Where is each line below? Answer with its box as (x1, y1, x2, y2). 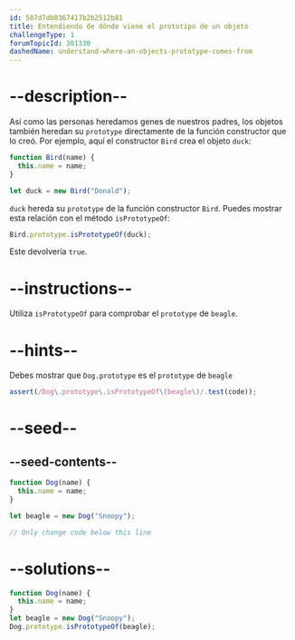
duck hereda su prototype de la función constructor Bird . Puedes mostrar (9, 202, 282, 213)
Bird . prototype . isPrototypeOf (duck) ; (9, 230, 152, 239)
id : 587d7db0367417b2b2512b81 (9, 13, 124, 23)
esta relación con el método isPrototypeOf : (9, 212, 170, 223)
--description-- (9, 86, 128, 107)
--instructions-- (9, 278, 133, 299)
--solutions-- (9, 558, 111, 579)
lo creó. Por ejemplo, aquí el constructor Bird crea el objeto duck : (9, 135, 252, 146)
